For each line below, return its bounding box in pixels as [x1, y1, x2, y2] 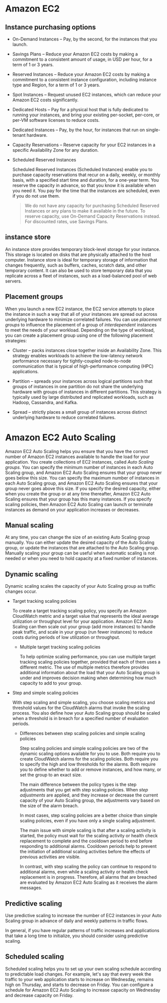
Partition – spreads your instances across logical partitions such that [12, 378, 153, 384]
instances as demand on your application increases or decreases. [5, 506, 140, 512]
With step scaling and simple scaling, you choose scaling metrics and [12, 700, 155, 706]
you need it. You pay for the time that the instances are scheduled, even [12, 188, 160, 194]
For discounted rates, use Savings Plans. [24, 219, 108, 225]
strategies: [5, 337, 27, 343]
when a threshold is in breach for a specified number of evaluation [12, 716, 149, 722]
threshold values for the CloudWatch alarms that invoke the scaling [12, 705, 150, 711]
